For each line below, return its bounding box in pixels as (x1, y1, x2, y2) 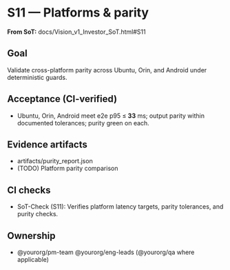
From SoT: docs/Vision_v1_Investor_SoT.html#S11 (7, 28, 146, 36)
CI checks (7, 184, 51, 196)
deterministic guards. (7, 73, 67, 81)
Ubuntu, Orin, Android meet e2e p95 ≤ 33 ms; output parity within (17, 112, 205, 120)
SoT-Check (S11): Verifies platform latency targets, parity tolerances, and (17, 202, 224, 211)
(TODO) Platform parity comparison (17, 164, 118, 173)
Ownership (7, 229, 56, 242)
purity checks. (17, 210, 59, 218)
